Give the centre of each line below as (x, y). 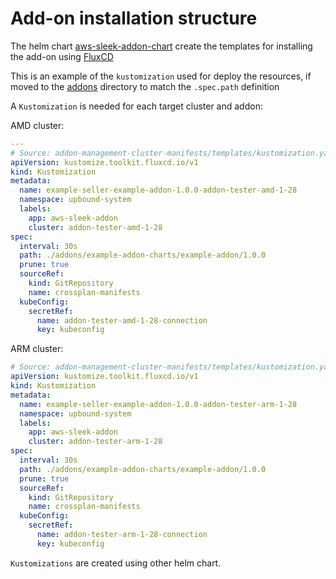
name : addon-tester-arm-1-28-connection (122, 535)
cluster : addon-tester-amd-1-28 (95, 227)
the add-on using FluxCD (62, 56)
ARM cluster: (37, 349)
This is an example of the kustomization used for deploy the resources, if (161, 76)
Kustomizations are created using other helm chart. (116, 563)
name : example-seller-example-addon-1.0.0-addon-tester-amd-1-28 (158, 190)
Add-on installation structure (134, 18)
